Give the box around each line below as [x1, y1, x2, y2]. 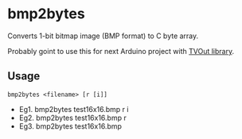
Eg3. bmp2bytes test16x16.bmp [18, 121, 123, 131]
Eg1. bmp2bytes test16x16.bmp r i [18, 104, 129, 114]
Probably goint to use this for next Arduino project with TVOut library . [7, 46, 235, 56]
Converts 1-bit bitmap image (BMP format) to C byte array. [7, 31, 199, 41]
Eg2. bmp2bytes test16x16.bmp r [18, 113, 127, 122]
